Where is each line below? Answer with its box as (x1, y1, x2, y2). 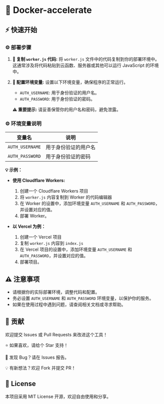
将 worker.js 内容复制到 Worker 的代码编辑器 (19, 194, 112, 201)
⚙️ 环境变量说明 (5, 120, 42, 127)
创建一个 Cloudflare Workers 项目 (19, 188, 88, 194)
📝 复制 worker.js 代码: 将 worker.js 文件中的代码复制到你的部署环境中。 (12, 56, 160, 62)
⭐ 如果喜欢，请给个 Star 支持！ (5, 342, 69, 348)
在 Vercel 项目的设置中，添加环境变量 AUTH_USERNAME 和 (19, 246, 133, 253)
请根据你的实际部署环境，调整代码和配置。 (12, 289, 100, 295)
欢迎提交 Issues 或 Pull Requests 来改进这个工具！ (5, 331, 108, 337)
